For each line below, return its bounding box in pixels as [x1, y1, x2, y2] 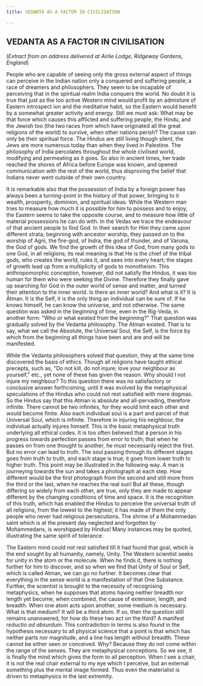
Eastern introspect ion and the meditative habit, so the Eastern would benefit [6, 103, 197, 110]
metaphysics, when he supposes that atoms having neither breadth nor [6, 589, 184, 596]
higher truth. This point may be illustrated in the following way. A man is [6, 461, 184, 468]
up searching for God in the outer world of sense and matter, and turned [6, 282, 186, 290]
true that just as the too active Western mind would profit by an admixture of [6, 96, 196, 104]
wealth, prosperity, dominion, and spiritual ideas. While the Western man [6, 198, 187, 206]
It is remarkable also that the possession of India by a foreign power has [6, 185, 186, 193]
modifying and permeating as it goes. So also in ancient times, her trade [6, 155, 185, 162]
